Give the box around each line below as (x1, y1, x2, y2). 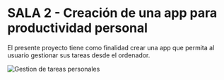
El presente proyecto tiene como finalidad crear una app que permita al (7, 43, 215, 52)
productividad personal (7, 20, 148, 36)
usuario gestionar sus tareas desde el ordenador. (7, 51, 151, 59)
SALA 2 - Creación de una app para (7, 5, 218, 21)
